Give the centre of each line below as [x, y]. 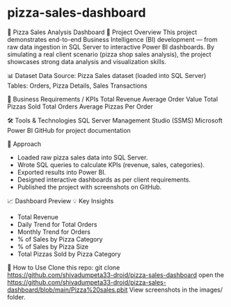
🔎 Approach [24, 143]
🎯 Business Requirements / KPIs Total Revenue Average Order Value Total [112, 99]
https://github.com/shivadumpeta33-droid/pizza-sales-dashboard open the [116, 275]
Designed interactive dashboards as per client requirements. [104, 180]
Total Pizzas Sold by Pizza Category [69, 254]
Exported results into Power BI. [62, 172]
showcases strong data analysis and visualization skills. [87, 61]
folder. [16, 297]
